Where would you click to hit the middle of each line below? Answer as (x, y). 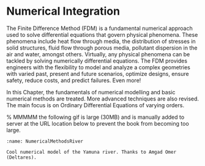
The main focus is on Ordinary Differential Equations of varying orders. (95, 105)
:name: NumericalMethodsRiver (45, 141)
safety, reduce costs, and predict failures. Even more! (74, 80)
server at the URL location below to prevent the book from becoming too (98, 123)
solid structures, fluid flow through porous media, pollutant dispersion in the (102, 48)
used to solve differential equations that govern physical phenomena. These (102, 34)
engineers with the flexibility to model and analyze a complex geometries (99, 67)
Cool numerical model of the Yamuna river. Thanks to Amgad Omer (91, 152)
